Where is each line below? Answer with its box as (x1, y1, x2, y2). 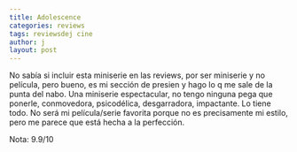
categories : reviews (9, 21, 86, 30)
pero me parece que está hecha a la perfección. (9, 117, 185, 128)
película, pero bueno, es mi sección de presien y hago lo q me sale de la (9, 80, 273, 90)
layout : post (9, 46, 58, 55)
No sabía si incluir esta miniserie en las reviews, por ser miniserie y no (9, 70, 266, 80)
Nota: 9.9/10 (9, 134, 54, 145)
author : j (9, 37, 46, 47)
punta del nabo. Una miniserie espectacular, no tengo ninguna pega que (9, 89, 273, 100)
